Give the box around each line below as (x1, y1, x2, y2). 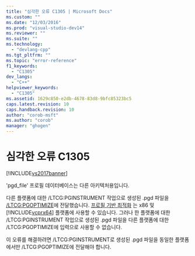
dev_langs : (6, 74, 33, 80)
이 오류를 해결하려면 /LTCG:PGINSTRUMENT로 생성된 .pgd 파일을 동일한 (6, 235, 174, 243)
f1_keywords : (6, 63, 38, 69)
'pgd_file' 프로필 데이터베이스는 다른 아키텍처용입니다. (6, 182, 130, 189)
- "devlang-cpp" (11, 47, 51, 53)
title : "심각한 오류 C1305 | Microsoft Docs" (6, 8, 113, 15)
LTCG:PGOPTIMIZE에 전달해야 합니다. (23, 243, 112, 250)
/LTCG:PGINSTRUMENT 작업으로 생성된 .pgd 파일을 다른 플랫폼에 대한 (6, 216, 169, 223)
